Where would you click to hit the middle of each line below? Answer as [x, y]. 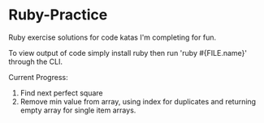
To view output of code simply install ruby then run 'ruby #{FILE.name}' [128, 53]
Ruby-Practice [58, 15]
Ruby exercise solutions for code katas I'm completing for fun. [113, 37]
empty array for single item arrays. [78, 110]
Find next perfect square [61, 93]
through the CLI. [36, 61]
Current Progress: [38, 77]
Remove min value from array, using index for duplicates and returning [138, 101]
